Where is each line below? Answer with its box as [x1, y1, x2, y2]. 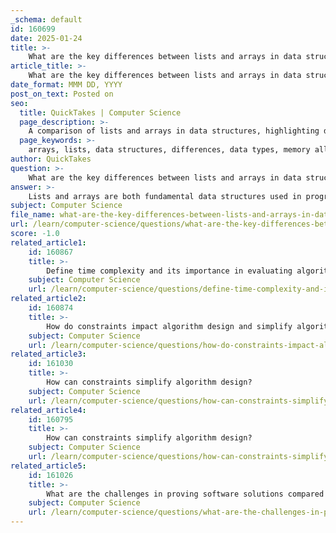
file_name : [10, 210, 56, 220]
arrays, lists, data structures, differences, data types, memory [28, 145, 311, 155]
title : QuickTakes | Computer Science [19, 107, 182, 118]
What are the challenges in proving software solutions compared [46, 489, 325, 499]
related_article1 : [10, 237, 87, 248]
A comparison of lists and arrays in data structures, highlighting [28, 126, 320, 136]
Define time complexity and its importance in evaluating [46, 266, 293, 276]
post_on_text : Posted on [10, 89, 114, 99]
